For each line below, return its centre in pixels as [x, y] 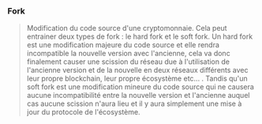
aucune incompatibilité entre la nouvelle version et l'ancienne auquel [138, 96]
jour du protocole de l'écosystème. [83, 112]
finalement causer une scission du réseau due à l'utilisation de [128, 62]
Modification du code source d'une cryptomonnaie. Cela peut [127, 28]
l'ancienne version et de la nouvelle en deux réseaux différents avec [138, 70]
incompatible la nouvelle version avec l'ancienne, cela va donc [128, 54]
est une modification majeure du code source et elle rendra [123, 45]
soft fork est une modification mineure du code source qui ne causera [140, 87]
